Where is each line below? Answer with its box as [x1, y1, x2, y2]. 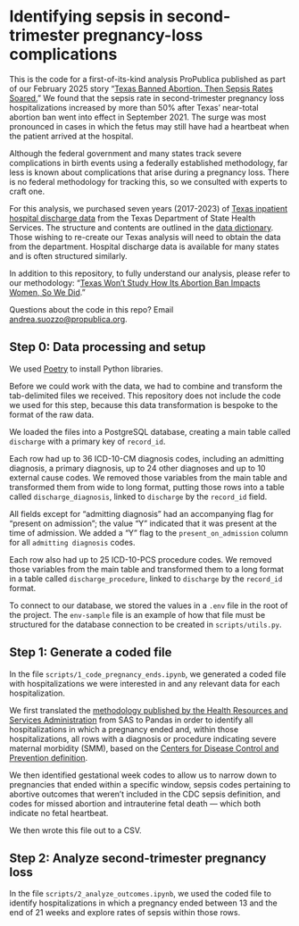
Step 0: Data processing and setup [9, 339, 206, 355]
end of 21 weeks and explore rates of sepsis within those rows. [9, 907, 241, 918]
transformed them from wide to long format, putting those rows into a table [9, 481, 285, 492]
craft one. [9, 186, 46, 196]
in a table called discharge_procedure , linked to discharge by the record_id [9, 573, 283, 584]
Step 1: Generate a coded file [9, 645, 172, 660]
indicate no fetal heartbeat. [9, 807, 109, 818]
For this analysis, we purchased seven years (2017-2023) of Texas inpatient [9, 203, 288, 213]
